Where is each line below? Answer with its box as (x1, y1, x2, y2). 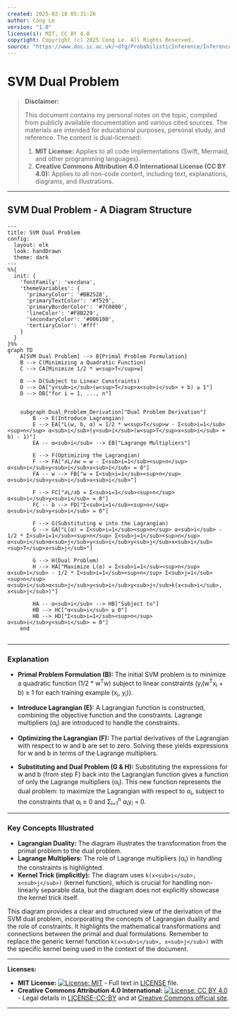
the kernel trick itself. (17, 894, 79, 902)
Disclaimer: (24, 97, 59, 105)
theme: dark (13, 254, 49, 261)
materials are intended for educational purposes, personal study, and (24, 125, 226, 134)
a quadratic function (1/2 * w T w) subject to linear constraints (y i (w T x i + (17, 678, 224, 689)
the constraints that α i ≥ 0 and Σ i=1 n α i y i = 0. (17, 796, 147, 807)
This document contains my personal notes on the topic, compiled (24, 110, 217, 119)
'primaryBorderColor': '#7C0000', (25, 303, 128, 310)
